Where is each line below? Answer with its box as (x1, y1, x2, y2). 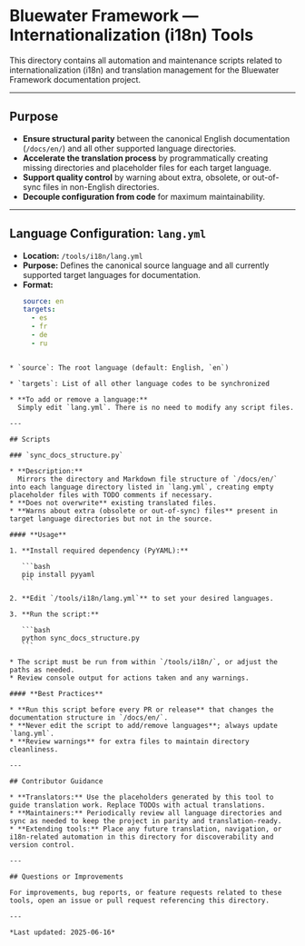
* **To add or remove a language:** (9, 394, 148, 404)
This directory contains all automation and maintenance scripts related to (9, 55, 283, 65)
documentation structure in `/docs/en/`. (9, 712, 169, 722)
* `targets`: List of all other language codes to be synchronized (9, 379, 271, 388)
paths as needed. (9, 665, 75, 674)
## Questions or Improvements (9, 871, 124, 881)
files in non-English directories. (43, 181, 160, 192)
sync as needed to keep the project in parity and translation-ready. (9, 816, 282, 825)
